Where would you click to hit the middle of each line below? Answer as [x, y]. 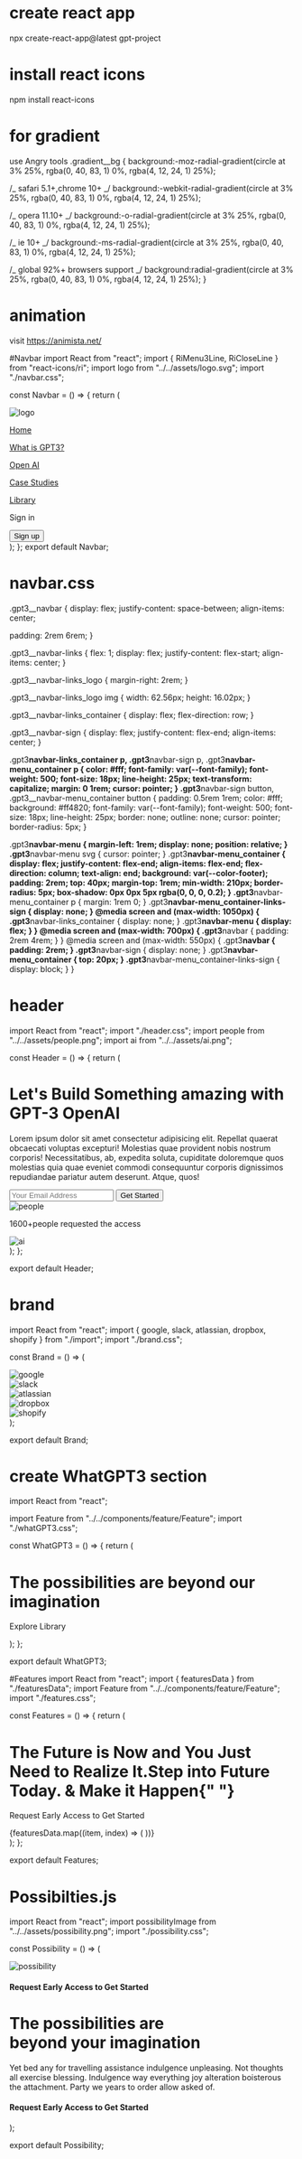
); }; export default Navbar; [59, 547]
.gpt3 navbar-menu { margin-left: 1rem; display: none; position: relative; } [149, 844]
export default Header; [52, 1268]
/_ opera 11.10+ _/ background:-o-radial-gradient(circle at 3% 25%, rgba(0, [148, 215]
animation [48, 315]
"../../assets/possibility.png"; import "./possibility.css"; [109, 1931]
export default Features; [54, 1860]
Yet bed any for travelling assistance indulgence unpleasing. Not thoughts [146, 2068]
